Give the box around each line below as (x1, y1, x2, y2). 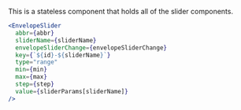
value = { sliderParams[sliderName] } (15, 87, 128, 95)
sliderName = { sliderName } (15, 36, 97, 44)
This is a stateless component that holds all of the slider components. (8, 7, 234, 16)
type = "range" (15, 58, 58, 66)
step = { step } (15, 80, 55, 88)
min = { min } (15, 66, 47, 74)
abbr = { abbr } (15, 29, 55, 37)
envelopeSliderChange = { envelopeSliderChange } (15, 43, 168, 52)
